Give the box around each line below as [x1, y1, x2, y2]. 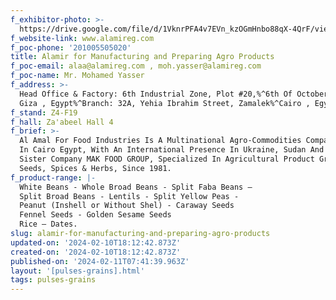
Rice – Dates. [19, 219, 78, 230]
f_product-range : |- [10, 172, 97, 183]
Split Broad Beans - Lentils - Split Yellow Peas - [19, 191, 240, 201]
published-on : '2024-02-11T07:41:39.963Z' [10, 256, 190, 266]
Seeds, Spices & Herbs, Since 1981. [19, 163, 172, 173]
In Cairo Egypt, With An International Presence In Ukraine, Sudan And [19, 145, 325, 155]
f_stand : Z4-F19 [10, 107, 78, 118]
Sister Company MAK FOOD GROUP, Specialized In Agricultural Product [19, 154, 315, 164]
